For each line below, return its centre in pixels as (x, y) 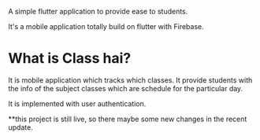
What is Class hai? (70, 59)
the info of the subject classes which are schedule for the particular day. (126, 88)
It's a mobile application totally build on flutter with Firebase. (106, 26)
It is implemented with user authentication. (77, 103)
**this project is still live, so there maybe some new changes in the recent (128, 119)
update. (20, 127)
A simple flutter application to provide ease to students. (98, 11)
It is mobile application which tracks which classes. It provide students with (130, 80)
